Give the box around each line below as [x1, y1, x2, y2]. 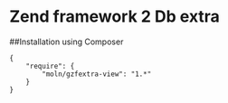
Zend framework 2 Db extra [9, 6, 220, 27]
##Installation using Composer [9, 36, 124, 47]
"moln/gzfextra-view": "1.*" [42, 70, 152, 79]
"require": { [25, 61, 75, 70]
